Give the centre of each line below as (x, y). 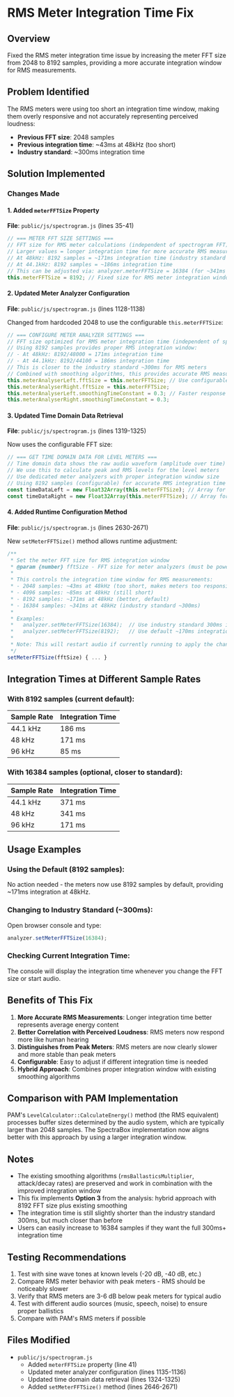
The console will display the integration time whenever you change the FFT (115, 971)
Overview (29, 39)
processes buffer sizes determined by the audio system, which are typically (116, 1122)
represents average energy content (68, 1024)
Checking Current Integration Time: (69, 956)
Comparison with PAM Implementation (93, 1098)
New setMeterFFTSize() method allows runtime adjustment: (92, 541)
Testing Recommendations (67, 1257)
